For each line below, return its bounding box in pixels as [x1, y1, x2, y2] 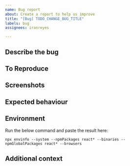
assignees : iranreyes [5, 25, 49, 30]
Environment [5, 115, 45, 123]
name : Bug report [5, 7, 41, 12]
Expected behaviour [5, 97, 68, 106]
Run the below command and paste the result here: [5, 127, 108, 133]
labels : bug [5, 21, 29, 26]
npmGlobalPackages [5, 141, 43, 146]
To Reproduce [5, 64, 49, 72]
